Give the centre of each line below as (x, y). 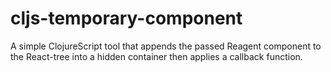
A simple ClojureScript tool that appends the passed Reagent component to (166, 46)
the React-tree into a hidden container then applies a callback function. (156, 56)
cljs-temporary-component (126, 18)
